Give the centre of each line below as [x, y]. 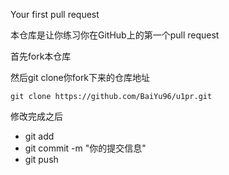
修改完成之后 [36, 116]
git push [41, 159]
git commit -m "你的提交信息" [85, 148]
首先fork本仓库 [41, 56]
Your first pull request [55, 14]
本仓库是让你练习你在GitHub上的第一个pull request [115, 35]
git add [39, 136]
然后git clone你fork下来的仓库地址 [80, 77]
